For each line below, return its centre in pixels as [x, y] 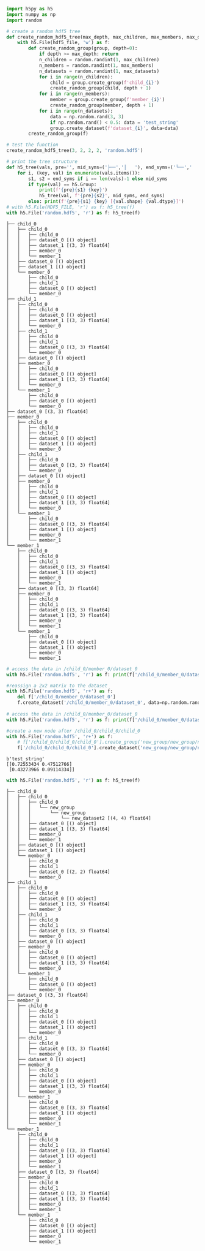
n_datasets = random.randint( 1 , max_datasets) [99, 71]
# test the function [33, 145]
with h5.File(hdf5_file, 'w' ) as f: [64, 43]
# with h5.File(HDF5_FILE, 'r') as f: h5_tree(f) [71, 207]
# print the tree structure [42, 162]
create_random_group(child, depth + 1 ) [100, 88]
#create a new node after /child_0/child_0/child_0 [73, 731]
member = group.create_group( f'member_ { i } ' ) [107, 100]
